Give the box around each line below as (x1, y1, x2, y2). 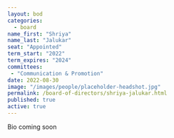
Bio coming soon (7, 122, 57, 131)
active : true (7, 103, 46, 110)
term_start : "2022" (7, 51, 66, 58)
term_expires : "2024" (7, 57, 72, 64)
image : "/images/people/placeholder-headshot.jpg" (7, 83, 161, 90)
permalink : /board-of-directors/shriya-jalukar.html (7, 90, 168, 97)
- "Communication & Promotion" (10, 70, 103, 77)
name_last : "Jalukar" (7, 37, 72, 44)
